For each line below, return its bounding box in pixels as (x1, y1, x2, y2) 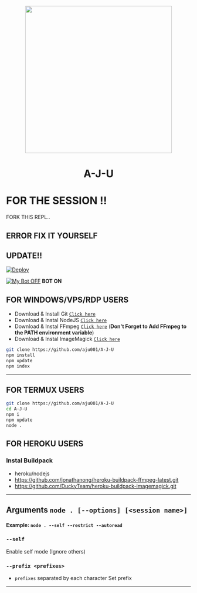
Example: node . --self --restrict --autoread (6, 521, 123, 528)
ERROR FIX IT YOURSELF (6, 230, 98, 241)
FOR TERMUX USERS (6, 385, 84, 395)
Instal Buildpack (6, 456, 53, 465)
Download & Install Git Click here (14, 310, 96, 317)
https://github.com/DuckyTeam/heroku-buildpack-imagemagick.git (14, 482, 177, 489)
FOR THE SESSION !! (6, 194, 107, 207)
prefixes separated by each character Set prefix (14, 575, 132, 582)
